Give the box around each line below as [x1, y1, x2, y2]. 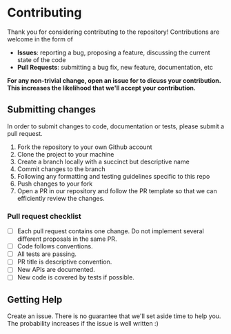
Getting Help [7, 293, 63, 305]
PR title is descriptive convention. [17, 257, 112, 266]
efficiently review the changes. [17, 194, 105, 202]
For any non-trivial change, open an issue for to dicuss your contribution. [7, 76, 221, 84]
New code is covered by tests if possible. [17, 273, 134, 282]
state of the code [17, 55, 66, 63]
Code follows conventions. [17, 242, 93, 250]
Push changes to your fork [17, 179, 93, 188]
